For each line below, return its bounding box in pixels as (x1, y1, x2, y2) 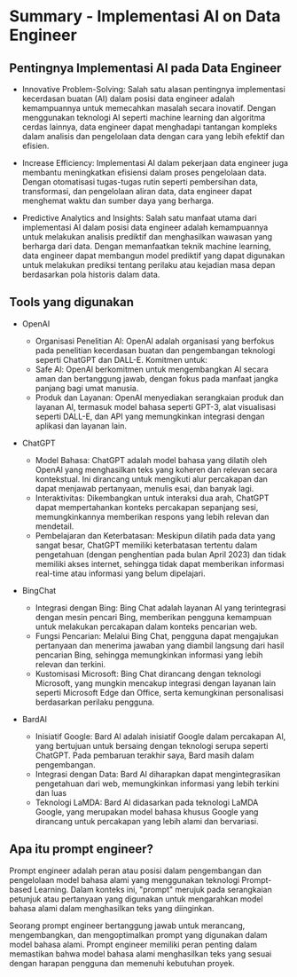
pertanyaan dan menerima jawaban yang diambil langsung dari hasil (35, 640, 285, 650)
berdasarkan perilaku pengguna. (35, 697, 155, 707)
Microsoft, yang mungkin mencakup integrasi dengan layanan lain (35, 677, 277, 689)
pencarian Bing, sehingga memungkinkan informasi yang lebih (35, 650, 263, 660)
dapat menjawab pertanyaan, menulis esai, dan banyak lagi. (35, 483, 254, 493)
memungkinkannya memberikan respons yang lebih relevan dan (35, 511, 270, 522)
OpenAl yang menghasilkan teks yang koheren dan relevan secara (35, 464, 277, 475)
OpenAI (21, 318, 51, 329)
